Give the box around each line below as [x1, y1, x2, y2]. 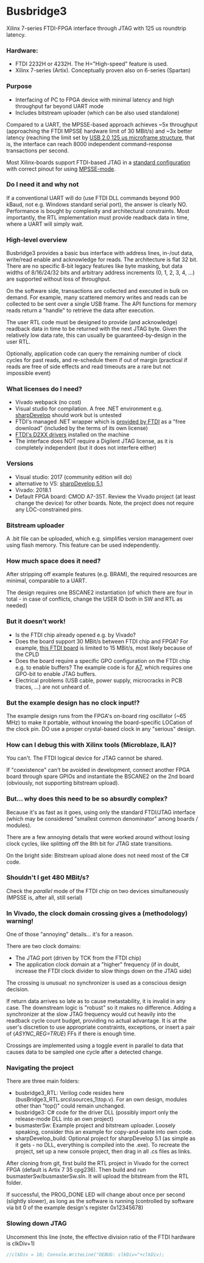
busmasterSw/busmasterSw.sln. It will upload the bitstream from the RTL [6, 1172, 189, 1180]
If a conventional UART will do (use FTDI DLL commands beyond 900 [6, 194, 180, 201]
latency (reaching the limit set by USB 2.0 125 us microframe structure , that [6, 133, 195, 141]
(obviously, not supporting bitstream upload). [6, 779, 120, 787]
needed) [6, 602, 28, 609]
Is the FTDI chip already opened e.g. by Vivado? [15, 631, 136, 639]
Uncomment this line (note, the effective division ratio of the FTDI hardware [6, 1233, 195, 1240]
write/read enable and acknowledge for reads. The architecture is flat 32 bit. [6, 256, 198, 264]
